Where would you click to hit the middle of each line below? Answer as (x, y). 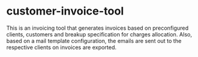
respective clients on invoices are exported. (62, 47)
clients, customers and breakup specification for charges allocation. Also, (99, 34)
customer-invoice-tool (65, 11)
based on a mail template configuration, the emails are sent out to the (94, 41)
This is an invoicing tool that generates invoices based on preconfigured (97, 28)
